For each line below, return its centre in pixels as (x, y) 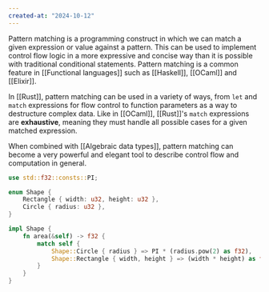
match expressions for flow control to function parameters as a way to (123, 105)
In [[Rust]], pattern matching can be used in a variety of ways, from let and (133, 96)
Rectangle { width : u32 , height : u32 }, (91, 200)
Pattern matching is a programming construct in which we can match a (125, 38)
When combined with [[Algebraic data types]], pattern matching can (121, 146)
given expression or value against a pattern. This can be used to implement (132, 47)
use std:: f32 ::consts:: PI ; (53, 178)
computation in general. (47, 163)
